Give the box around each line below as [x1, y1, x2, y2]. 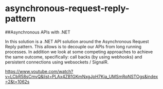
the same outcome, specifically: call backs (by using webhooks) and [5, 54, 143, 59]
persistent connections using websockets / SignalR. [5, 59, 109, 65]
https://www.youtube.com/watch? [5, 68, 73, 74]
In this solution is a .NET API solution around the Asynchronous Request [5, 38, 149, 44]
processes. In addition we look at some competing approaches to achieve [5, 49, 153, 55]
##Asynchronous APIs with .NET [5, 29, 71, 35]
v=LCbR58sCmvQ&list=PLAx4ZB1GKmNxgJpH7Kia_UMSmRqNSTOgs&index [5, 74, 158, 79]
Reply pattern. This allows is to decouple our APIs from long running [5, 44, 142, 49]
